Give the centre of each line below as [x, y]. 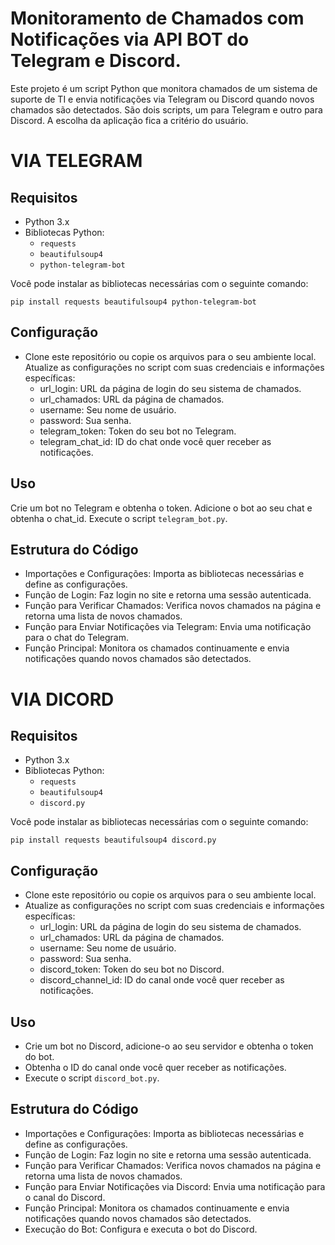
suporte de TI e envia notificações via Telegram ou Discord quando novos [162, 99]
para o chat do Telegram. [77, 638]
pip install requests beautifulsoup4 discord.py [113, 840]
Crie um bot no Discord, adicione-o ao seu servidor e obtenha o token [169, 1046]
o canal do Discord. [65, 1197]
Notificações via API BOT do [130, 39]
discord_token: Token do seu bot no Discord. [132, 969]
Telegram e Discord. [96, 61]
